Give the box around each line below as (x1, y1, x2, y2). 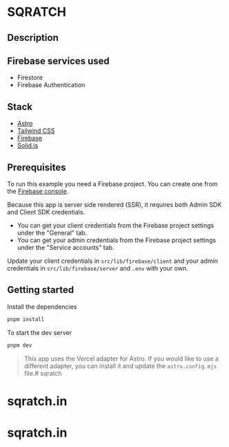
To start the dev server (7, 328, 72, 336)
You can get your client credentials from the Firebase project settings (17, 221, 215, 230)
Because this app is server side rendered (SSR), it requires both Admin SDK (7, 201, 222, 209)
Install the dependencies (7, 302, 77, 311)
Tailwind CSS (17, 127, 55, 135)
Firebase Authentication (17, 81, 86, 89)
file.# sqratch (23, 369, 62, 377)
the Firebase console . (7, 188, 69, 196)
